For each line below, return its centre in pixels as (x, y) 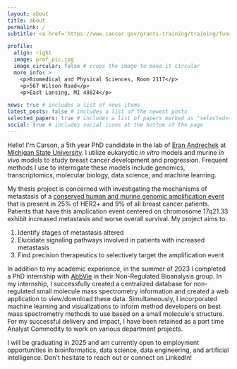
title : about (26, 20)
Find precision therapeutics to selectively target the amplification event (121, 254)
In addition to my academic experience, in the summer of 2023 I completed (117, 269)
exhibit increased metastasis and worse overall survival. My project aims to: (117, 218)
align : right (33, 53)
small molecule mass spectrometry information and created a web (133, 291)
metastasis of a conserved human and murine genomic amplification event (116, 196)
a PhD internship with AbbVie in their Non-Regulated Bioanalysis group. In (115, 276)
